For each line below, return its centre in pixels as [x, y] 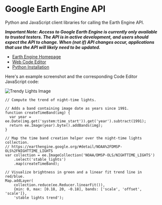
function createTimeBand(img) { [38, 113]
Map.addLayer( [19, 181]
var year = [20, 117]
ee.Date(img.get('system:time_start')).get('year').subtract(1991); [76, 121]
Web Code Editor [29, 62]
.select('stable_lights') [40, 159]
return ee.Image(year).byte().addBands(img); [56, 125]
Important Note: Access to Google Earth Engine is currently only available [81, 32]
